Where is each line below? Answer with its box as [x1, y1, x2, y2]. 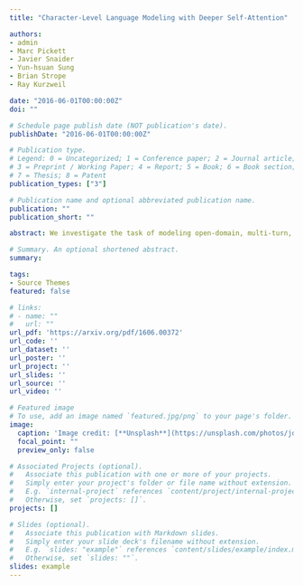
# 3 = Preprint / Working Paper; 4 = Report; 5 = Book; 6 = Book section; [9, 163, 297, 172]
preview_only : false [17, 445, 95, 455]
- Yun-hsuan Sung [9, 63, 75, 72]
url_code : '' [9, 336, 59, 346]
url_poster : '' [9, 354, 67, 363]
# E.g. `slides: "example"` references [9, 545, 168, 554]
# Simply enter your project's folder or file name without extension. [9, 478, 293, 488]
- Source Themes [9, 278, 70, 288]
